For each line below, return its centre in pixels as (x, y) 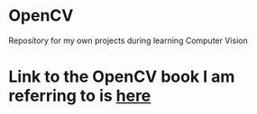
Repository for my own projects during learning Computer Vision (128, 40)
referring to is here (80, 96)
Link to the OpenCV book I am (122, 77)
